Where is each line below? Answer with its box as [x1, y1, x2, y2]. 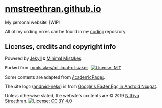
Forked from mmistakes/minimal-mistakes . [5, 65, 90, 70]
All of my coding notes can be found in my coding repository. [5, 28, 127, 34]
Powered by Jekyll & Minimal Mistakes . [5, 55, 83, 61]
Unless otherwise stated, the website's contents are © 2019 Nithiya [5, 93, 139, 98]
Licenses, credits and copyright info [5, 42, 116, 51]
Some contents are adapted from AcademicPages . [5, 74, 105, 80]
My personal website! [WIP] [5, 19, 60, 25]
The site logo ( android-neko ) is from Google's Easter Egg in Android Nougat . [5, 83, 158, 89]
